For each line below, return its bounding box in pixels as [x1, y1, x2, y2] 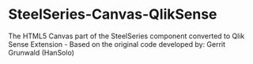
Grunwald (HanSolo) [8, 48, 75, 57]
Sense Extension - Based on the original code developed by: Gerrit [8, 39, 226, 48]
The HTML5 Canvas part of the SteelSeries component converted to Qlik [8, 31, 245, 41]
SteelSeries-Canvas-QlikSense [8, 5, 217, 23]
